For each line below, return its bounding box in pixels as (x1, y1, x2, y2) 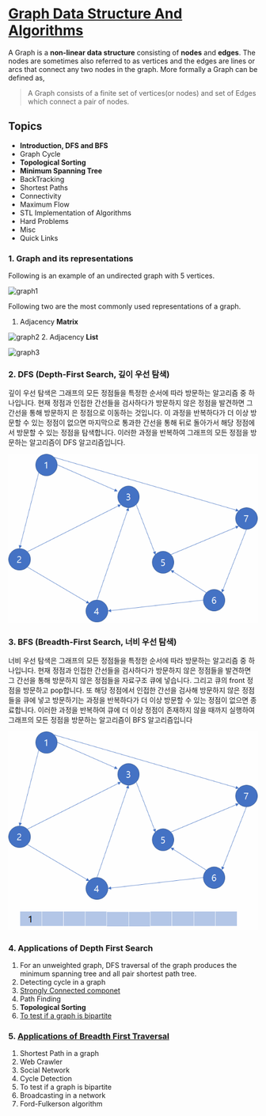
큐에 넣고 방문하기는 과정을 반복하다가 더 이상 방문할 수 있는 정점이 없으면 (22, 696, 249, 705)
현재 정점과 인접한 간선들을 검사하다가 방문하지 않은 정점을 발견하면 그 (37, 398, 253, 408)
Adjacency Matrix (19, 317, 79, 327)
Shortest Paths (19, 183, 69, 192)
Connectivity (19, 191, 62, 200)
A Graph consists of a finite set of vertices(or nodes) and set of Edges (27, 88, 256, 97)
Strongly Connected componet (19, 986, 120, 996)
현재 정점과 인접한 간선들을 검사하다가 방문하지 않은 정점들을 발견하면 (37, 666, 252, 675)
